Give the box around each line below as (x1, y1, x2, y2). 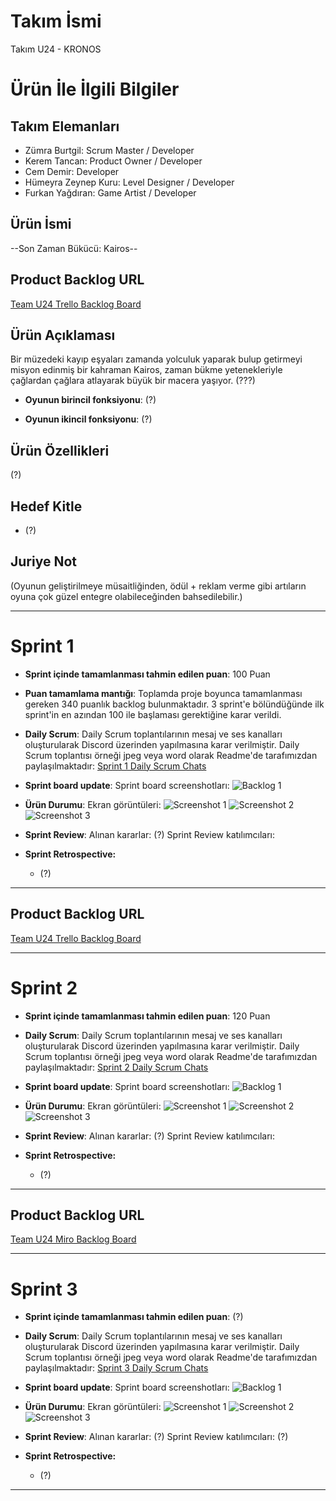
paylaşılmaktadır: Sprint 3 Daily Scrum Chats (24, 1362, 209, 1374)
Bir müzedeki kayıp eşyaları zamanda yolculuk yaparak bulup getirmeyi (10, 353, 303, 365)
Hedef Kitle (10, 498, 83, 515)
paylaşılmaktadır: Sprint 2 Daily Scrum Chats (24, 1061, 209, 1073)
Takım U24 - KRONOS (10, 43, 102, 55)
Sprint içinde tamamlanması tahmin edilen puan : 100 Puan (24, 668, 271, 680)
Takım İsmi (10, 10, 102, 33)
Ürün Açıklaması (10, 326, 116, 344)
